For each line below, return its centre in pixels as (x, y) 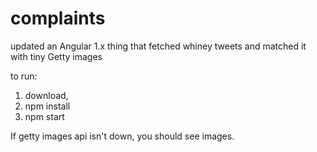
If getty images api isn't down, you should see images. (122, 136)
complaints (58, 18)
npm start (44, 116)
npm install (47, 106)
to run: (24, 76)
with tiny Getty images (56, 56)
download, (46, 95)
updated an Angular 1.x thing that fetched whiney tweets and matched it (158, 46)
